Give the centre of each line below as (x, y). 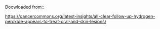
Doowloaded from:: (25, 7)
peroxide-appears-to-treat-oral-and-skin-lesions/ (56, 22)
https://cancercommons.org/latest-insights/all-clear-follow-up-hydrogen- (80, 16)
